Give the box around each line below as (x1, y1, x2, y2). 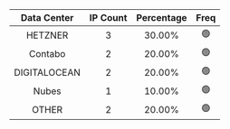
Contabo (28, 47, 66, 60)
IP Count (89, 12, 128, 23)
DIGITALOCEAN (14, 66, 81, 78)
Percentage (135, 12, 187, 23)
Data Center (20, 12, 74, 23)
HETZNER (25, 29, 69, 41)
